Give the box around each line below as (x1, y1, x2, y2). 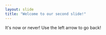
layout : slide (5, 7, 34, 12)
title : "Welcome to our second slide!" (5, 12, 86, 16)
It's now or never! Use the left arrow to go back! (5, 24, 102, 30)
